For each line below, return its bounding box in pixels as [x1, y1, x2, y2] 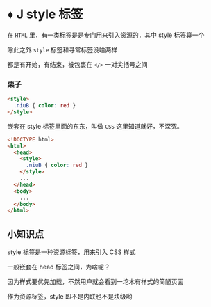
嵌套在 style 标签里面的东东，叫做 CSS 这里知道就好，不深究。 [7, 122, 183, 130]
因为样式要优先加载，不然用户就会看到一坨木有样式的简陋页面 [7, 278, 184, 286]
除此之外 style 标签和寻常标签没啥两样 [7, 45, 118, 54]
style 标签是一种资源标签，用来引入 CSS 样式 [7, 248, 136, 256]
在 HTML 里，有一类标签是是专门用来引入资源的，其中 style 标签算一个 [7, 31, 205, 39]
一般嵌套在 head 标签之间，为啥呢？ [7, 262, 110, 271]
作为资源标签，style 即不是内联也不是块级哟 [7, 292, 133, 301]
